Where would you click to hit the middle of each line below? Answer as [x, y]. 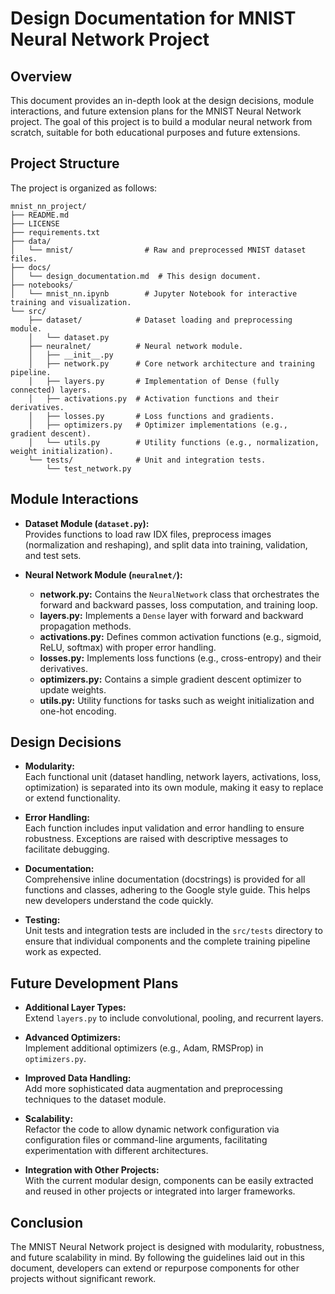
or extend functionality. [72, 798]
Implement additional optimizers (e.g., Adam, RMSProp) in [144, 1048]
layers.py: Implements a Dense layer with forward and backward [171, 615]
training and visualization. [71, 302]
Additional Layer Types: [75, 1008]
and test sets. [53, 555]
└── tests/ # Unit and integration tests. [147, 460]
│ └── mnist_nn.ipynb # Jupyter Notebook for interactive [154, 293]
